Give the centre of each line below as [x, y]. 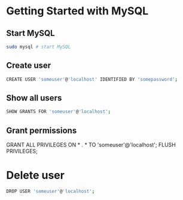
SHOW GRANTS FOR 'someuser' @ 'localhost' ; [59, 112]
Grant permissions [42, 130]
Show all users [34, 98]
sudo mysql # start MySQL [38, 47]
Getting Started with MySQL [77, 11]
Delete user [35, 175]
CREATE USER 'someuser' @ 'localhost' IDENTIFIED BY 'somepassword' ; [92, 79]
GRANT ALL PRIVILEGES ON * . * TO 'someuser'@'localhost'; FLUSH [91, 145]
